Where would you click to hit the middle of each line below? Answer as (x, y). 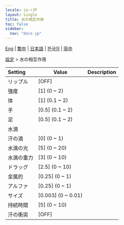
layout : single (21, 15)
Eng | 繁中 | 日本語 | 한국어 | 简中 (39, 48)
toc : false (17, 24)
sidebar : (14, 29)
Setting (17, 72)
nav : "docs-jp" (26, 33)
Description (102, 72)
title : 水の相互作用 (25, 19)
